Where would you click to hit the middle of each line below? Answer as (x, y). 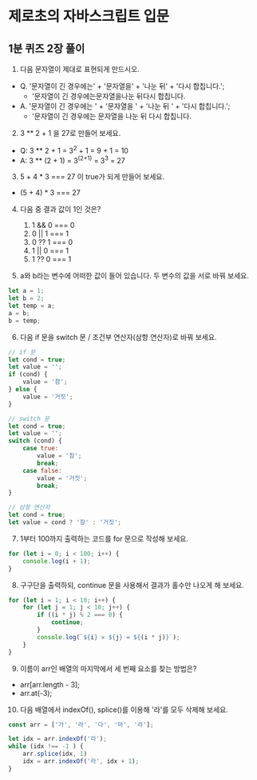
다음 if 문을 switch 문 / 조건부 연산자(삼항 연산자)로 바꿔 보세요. (118, 337)
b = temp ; (25, 321)
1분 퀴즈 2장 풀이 (47, 48)
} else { (23, 390)
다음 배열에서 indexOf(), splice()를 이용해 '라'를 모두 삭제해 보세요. (124, 710)
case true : (41, 449)
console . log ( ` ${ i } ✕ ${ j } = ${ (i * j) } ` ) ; (109, 637)
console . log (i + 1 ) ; (57, 561)
